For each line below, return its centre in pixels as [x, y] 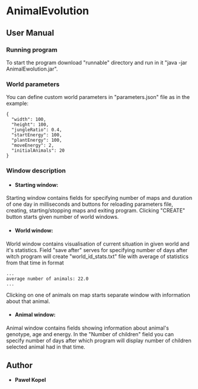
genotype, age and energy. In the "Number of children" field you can [90, 334]
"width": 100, [29, 120]
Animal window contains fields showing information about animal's [87, 328]
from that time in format [35, 263]
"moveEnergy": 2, [33, 146]
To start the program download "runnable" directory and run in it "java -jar [97, 62]
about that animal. [28, 301]
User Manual [30, 33]
